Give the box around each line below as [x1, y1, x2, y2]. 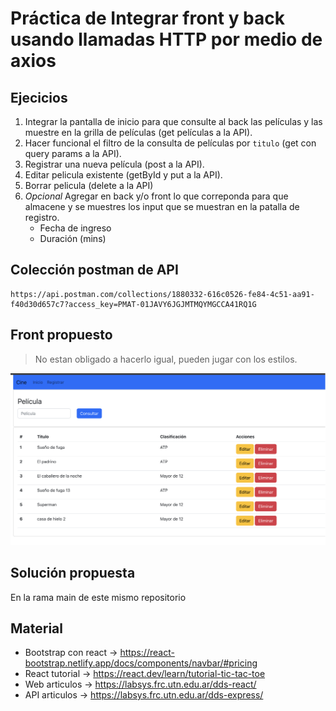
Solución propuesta [10, 565, 136, 582]
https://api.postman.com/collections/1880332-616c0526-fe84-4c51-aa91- [10, 289, 315, 299]
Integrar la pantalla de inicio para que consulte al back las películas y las [24, 116, 323, 127]
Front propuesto [10, 327, 113, 344]
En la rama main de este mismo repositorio [10, 591, 187, 603]
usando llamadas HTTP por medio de [10, 28, 323, 51]
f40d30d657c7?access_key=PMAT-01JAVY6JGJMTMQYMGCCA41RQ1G [10, 299, 257, 309]
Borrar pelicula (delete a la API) [24, 180, 154, 191]
